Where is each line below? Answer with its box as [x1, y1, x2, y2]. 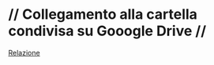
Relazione [8, 48, 41, 57]
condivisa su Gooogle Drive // [8, 22, 207, 40]
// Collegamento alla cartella [8, 5, 197, 23]
